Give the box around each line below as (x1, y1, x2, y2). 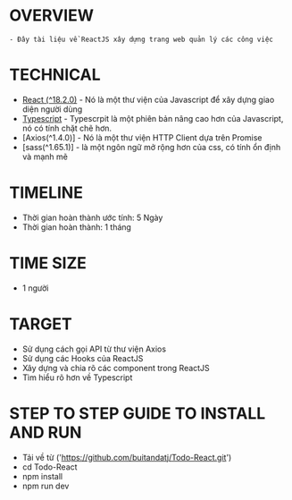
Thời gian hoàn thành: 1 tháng (21, 221, 132, 233)
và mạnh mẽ (21, 151, 69, 162)
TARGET (9, 314, 73, 334)
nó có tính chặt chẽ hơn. (21, 123, 113, 133)
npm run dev (21, 480, 70, 491)
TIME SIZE (9, 253, 88, 273)
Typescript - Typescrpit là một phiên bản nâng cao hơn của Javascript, (21, 113, 284, 123)
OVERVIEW (9, 5, 95, 26)
